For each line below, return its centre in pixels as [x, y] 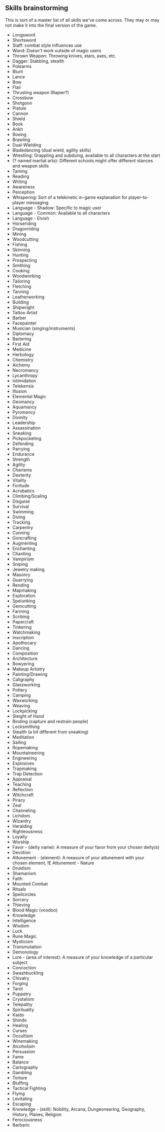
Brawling [21, 140]
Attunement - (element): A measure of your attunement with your [78, 857]
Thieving [21, 905]
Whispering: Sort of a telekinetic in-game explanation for [70, 197]
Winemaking [25, 1041]
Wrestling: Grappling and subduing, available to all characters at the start [86, 155]
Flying [18, 1093]
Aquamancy [24, 407]
